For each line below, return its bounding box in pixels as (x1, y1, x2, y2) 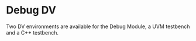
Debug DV (6, 4, 57, 17)
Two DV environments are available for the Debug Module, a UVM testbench (6, 23, 190, 30)
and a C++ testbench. (6, 29, 59, 36)
